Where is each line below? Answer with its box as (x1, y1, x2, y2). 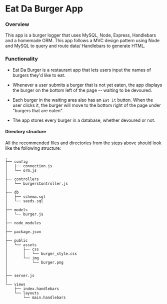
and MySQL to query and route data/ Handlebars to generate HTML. (5, 43, 146, 49)
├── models (5, 207, 28, 212)
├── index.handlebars (14, 286, 59, 291)
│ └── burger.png (5, 260, 64, 265)
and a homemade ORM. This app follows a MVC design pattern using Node (5, 38, 160, 44)
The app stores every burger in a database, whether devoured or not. (12, 117, 155, 123)
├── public (5, 238, 28, 243)
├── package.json (5, 229, 41, 234)
